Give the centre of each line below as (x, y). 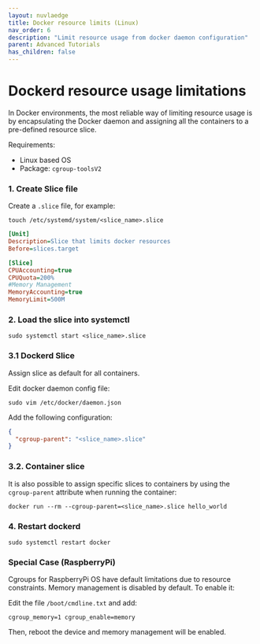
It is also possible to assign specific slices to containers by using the (119, 483)
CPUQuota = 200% (32, 278)
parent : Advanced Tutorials (54, 45)
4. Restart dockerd (45, 526)
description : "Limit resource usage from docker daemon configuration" (128, 37)
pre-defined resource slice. (52, 129)
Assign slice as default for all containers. (74, 373)
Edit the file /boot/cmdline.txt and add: (73, 603)
